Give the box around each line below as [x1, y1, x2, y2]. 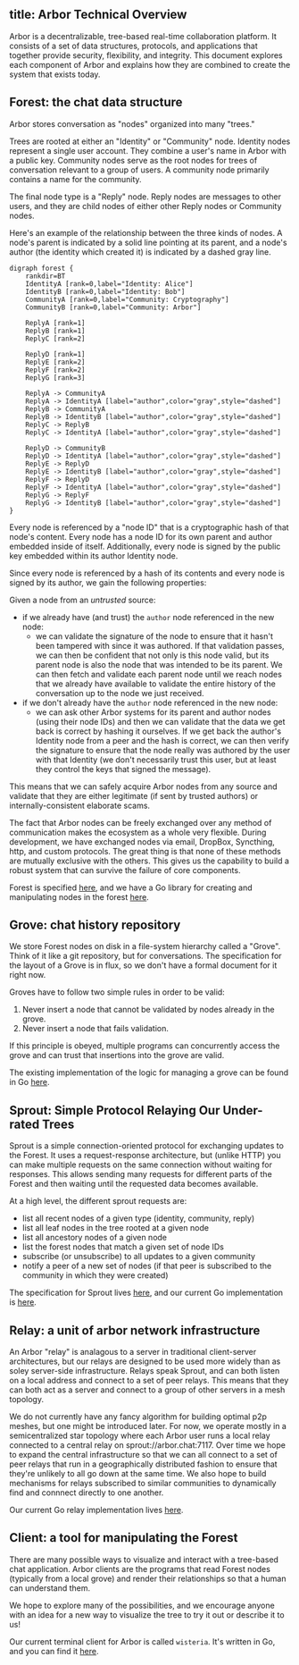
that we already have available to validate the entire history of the [35, 678, 277, 689]
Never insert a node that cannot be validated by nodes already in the [21, 1005, 275, 1015]
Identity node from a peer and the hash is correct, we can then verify [35, 735, 290, 745]
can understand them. [9, 1582, 91, 1594]
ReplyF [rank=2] [25, 366, 87, 374]
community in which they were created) [21, 1270, 169, 1281]
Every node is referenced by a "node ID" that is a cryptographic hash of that [9, 522, 289, 533]
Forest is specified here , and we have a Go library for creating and [9, 882, 253, 893]
